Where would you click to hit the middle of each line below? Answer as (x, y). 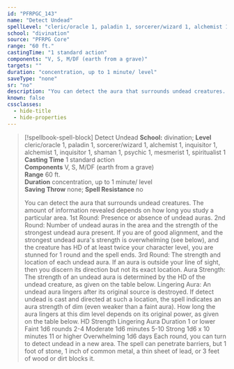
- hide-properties (40, 117)
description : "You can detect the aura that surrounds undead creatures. (117, 91)
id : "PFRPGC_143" (32, 14)
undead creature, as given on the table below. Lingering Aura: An (117, 284)
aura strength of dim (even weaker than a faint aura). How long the (120, 306)
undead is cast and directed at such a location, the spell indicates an (123, 299)
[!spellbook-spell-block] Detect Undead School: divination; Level (118, 137)
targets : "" (24, 66)
